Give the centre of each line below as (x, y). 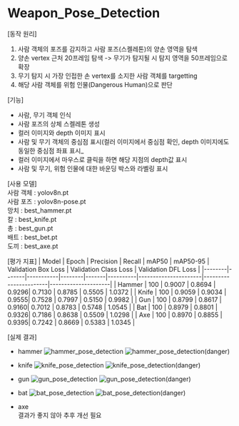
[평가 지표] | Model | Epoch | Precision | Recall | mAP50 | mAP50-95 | (108, 261)
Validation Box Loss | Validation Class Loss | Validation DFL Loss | (104, 269)
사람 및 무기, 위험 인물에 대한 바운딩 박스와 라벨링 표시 (93, 168)
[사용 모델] (22, 183)
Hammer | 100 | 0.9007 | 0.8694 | (167, 284)
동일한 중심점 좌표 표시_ (51, 151)
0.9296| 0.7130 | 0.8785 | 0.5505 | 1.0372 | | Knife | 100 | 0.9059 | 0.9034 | (117, 292)
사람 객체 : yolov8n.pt (38, 192)
